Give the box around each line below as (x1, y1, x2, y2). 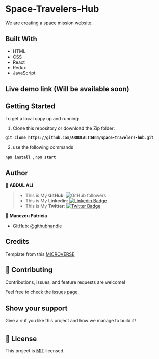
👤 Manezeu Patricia (5, 212, 47, 219)
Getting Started (5, 102, 56, 111)
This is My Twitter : (25, 203, 65, 209)
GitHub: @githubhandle (12, 223, 62, 229)
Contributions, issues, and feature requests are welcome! (5, 279, 126, 285)
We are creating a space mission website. (5, 20, 93, 26)
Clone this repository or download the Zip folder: (12, 125, 115, 131)
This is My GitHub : (25, 192, 65, 198)
